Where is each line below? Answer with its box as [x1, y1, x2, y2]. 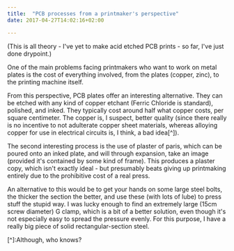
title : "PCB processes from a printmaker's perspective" [7, 10, 179, 17]
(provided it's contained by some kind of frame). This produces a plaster [7, 156, 215, 165]
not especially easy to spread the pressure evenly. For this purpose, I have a [7, 214, 226, 223]
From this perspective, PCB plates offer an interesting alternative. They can [7, 91, 223, 100]
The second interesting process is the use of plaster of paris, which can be [7, 142, 223, 150]
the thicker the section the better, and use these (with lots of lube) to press [7, 192, 221, 201]
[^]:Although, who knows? [7, 235, 82, 244]
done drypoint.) [7, 50, 52, 58]
